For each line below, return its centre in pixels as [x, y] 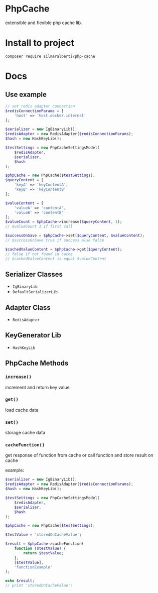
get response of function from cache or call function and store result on [79, 455]
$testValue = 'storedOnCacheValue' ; [43, 535]
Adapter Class [28, 308]
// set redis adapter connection [40, 106]
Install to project [40, 43]
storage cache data [25, 433]
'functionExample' [33, 567]
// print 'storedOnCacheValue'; [39, 585]
